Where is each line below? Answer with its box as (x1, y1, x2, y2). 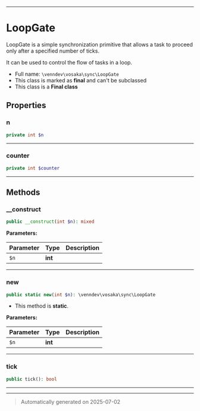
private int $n (6, 132, 44, 138)
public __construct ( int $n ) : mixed (6, 219, 95, 225)
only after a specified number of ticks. (6, 47, 100, 54)
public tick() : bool (6, 376, 58, 382)
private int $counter (6, 165, 60, 171)
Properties (6, 100, 46, 111)
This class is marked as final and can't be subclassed (14, 76, 147, 84)
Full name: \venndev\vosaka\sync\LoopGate (14, 70, 119, 78)
